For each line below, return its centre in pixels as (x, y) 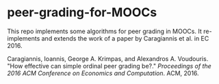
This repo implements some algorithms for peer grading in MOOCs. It (104, 31)
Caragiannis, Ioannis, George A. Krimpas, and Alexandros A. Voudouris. (108, 58)
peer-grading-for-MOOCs (82, 13)
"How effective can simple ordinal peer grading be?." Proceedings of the (109, 66)
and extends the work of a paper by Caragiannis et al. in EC (125, 38)
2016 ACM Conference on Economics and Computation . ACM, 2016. (103, 73)
